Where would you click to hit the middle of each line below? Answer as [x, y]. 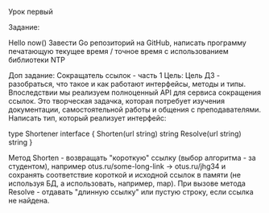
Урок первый [31, 12]
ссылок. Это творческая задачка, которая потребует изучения [117, 101]
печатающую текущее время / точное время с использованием [118, 51]
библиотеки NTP [37, 60]
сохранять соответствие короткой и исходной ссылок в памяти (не [125, 175]
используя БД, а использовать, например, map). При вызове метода [127, 183]
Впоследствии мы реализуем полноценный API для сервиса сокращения [135, 92]
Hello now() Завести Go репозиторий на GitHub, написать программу [128, 43]
